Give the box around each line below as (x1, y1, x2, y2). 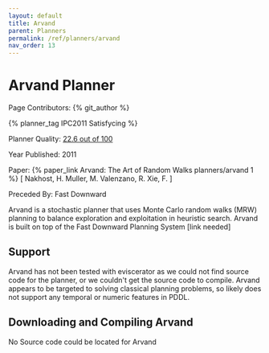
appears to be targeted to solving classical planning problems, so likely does (8, 283, 262, 293)
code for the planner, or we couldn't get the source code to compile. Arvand (8, 275, 260, 285)
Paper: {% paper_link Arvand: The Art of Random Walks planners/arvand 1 (8, 166, 255, 175)
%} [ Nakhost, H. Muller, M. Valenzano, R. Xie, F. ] (8, 174, 173, 183)
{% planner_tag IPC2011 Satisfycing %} (8, 118, 138, 129)
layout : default (8, 11, 63, 20)
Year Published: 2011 (8, 150, 77, 159)
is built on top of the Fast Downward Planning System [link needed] (8, 222, 231, 232)
